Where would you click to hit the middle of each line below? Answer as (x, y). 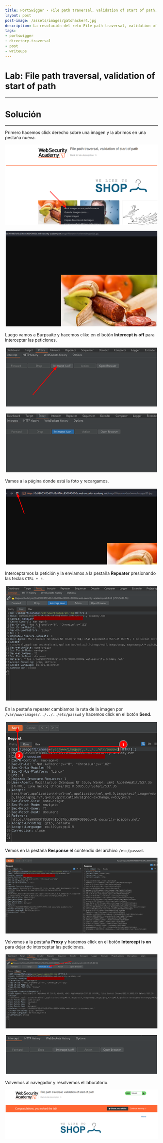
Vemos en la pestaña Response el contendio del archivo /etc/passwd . (74, 851)
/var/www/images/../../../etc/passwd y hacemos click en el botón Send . (78, 714)
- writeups (16, 51)
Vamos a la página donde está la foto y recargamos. (57, 481)
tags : (10, 31)
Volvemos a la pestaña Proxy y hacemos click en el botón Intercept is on (78, 942)
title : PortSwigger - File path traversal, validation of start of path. (81, 10)
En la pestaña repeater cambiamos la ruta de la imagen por (64, 709)
